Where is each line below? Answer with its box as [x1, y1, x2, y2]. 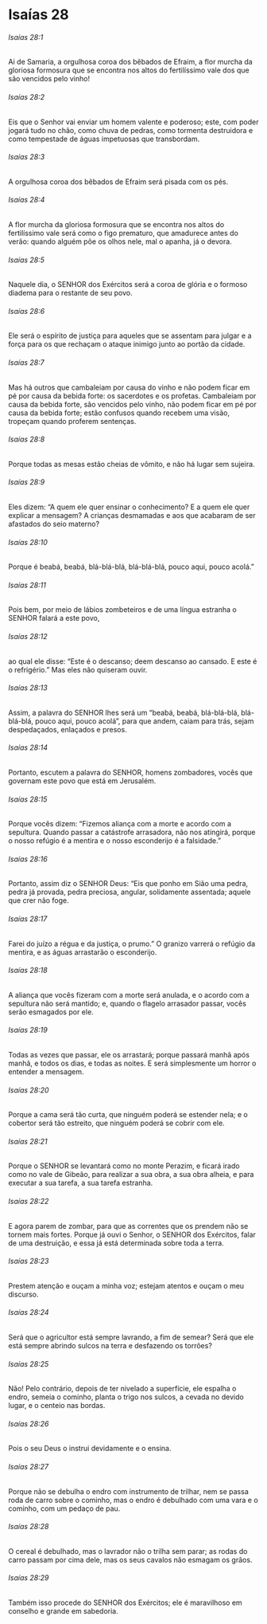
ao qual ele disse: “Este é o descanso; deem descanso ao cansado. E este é [8, 656, 257, 666]
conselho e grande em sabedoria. [8, 1606, 118, 1616]
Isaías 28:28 [8, 1522, 49, 1532]
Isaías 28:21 [8, 1136, 48, 1146]
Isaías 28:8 [8, 434, 45, 444]
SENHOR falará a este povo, [8, 614, 100, 623]
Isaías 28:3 [8, 152, 45, 162]
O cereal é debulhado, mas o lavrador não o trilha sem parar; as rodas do [8, 1546, 248, 1555]
